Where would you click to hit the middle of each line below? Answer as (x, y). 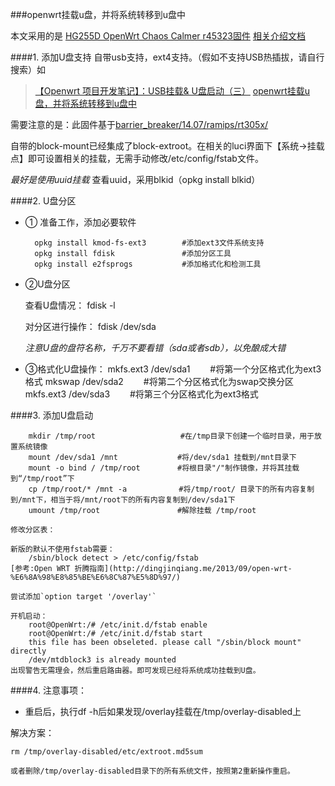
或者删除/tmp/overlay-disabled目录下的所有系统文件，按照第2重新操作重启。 (152, 771)
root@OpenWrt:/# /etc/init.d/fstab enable (118, 625)
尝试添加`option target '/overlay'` (83, 597)
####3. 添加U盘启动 (52, 415)
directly (28, 651)
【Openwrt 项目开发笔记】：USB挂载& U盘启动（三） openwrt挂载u (172, 91)
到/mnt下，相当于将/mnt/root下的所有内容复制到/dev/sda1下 (123, 500)
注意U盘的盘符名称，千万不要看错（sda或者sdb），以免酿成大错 (155, 347)
